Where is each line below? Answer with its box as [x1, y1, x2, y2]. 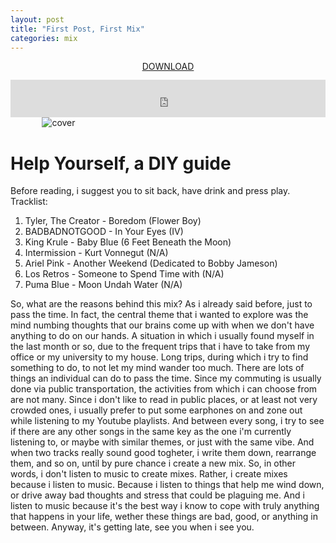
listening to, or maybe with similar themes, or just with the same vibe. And [10, 436, 315, 448]
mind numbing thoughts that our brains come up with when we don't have [10, 319, 315, 331]
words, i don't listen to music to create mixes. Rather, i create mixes [10, 468, 288, 480]
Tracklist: [10, 196, 48, 208]
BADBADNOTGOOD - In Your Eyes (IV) [24, 226, 184, 238]
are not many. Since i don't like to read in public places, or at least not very [10, 394, 318, 406]
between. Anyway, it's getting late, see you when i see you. [10, 521, 255, 533]
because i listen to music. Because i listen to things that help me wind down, [10, 479, 325, 491]
